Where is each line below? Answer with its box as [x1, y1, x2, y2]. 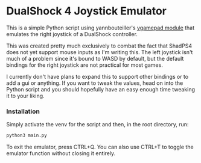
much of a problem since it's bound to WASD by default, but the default [6, 55, 184, 62]
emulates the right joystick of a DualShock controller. [6, 30, 138, 37]
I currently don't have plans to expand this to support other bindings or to [6, 73, 189, 80]
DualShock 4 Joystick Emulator [6, 4, 167, 18]
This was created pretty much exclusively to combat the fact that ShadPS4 [6, 42, 193, 49]
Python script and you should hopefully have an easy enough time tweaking [6, 85, 195, 93]
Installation [6, 107, 40, 115]
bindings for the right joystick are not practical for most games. [6, 61, 163, 69]
